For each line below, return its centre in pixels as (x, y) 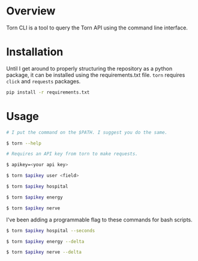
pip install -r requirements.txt (48, 92)
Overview (31, 11)
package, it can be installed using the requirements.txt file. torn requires (96, 75)
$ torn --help (24, 143)
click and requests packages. (43, 81)
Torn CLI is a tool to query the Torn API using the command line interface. (97, 28)
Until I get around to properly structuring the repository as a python (89, 68)
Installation (35, 52)
